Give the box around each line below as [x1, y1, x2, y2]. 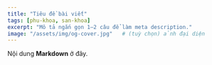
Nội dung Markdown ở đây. [7, 49, 88, 58]
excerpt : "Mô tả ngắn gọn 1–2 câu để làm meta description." [7, 23, 193, 30]
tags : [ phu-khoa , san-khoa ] [7, 17, 91, 24]
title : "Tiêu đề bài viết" [7, 10, 88, 18]
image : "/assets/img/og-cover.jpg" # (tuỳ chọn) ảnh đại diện [7, 30, 205, 37]
